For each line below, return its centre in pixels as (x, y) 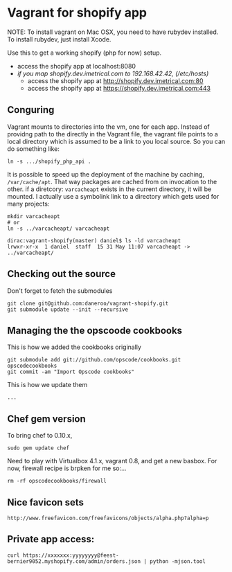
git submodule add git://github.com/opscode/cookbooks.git (94, 360)
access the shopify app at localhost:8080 (77, 66)
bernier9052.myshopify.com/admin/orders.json (74, 561)
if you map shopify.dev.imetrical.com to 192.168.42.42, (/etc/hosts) (113, 73)
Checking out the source (62, 274)
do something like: (34, 149)
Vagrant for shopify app (77, 13)
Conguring (31, 110)
